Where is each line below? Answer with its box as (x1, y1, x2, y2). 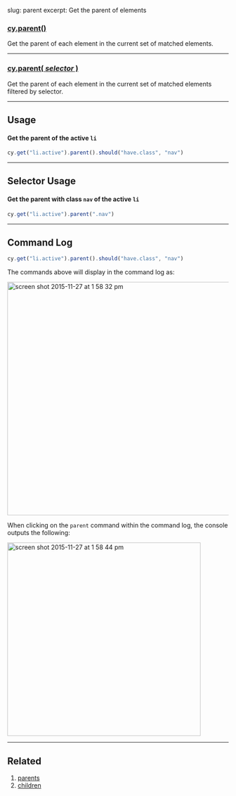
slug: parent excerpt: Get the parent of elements (7, 6, 147, 14)
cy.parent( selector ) (7, 63, 79, 73)
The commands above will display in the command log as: (7, 268, 175, 276)
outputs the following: (7, 529, 70, 537)
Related (7, 755, 42, 767)
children (17, 781, 41, 790)
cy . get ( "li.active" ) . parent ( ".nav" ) (7, 210, 114, 217)
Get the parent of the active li (7, 134, 97, 142)
